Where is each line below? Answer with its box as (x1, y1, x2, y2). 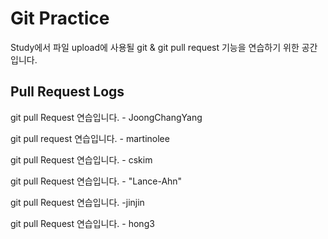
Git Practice (10, 7, 110, 30)
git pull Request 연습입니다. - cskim (10, 153, 153, 166)
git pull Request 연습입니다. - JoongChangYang (10, 111, 203, 123)
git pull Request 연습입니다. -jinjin (10, 196, 145, 208)
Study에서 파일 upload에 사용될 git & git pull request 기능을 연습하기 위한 (10, 41, 300, 53)
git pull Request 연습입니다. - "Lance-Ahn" (10, 175, 183, 187)
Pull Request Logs (10, 83, 125, 101)
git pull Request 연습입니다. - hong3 (10, 217, 155, 229)
